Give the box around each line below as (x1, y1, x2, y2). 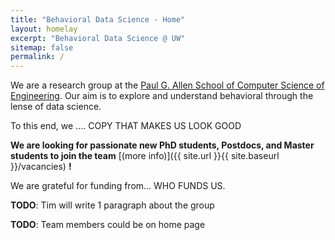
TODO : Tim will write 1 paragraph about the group (10, 199, 215, 211)
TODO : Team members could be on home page (10, 219, 206, 231)
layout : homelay (10, 24, 78, 34)
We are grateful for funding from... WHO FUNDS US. (10, 180, 226, 192)
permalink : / (10, 52, 65, 62)
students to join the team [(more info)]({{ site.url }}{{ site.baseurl (10, 150, 280, 162)
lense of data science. (10, 101, 102, 113)
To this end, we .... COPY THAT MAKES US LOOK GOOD (10, 120, 242, 132)
